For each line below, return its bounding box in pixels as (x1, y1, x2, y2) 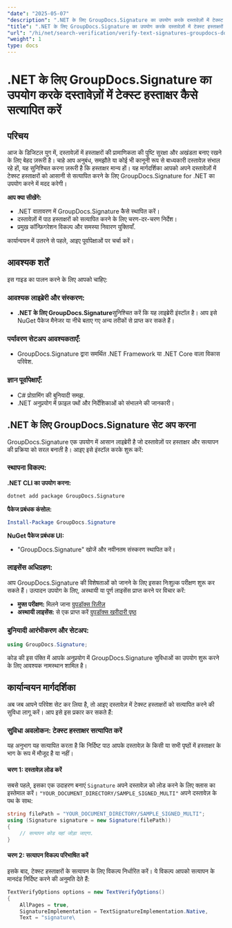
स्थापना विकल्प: (7, 463, 47, 473)
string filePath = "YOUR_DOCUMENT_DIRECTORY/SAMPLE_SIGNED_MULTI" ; (7, 811, 206, 817)
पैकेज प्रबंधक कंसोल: (7, 505, 52, 513)
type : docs (7, 42, 39, 49)
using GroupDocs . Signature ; (7, 641, 88, 648)
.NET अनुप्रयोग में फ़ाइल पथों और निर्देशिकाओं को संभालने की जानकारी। (17, 399, 175, 407)
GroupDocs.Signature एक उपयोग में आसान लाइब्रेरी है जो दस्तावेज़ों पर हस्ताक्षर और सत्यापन (7, 437, 219, 446)
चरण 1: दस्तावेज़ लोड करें (7, 765, 62, 774)
